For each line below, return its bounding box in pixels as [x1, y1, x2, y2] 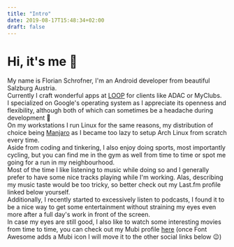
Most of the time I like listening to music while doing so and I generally [7, 166, 210, 174]
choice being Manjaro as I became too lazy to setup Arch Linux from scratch [7, 129, 227, 137]
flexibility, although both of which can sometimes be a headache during [7, 106, 214, 115]
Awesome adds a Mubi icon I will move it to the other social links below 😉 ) [7, 232, 222, 241]
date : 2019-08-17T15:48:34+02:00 [7, 17, 105, 24]
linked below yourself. [7, 188, 71, 197]
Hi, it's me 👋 [7, 53, 78, 69]
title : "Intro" [7, 10, 52, 17]
